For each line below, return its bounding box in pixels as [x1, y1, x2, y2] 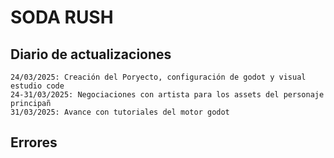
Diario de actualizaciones [10, 46, 172, 63]
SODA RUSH [10, 6, 114, 29]
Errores [10, 134, 58, 151]
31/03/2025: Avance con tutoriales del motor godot [10, 107, 230, 117]
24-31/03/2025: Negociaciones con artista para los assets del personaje [10, 90, 325, 100]
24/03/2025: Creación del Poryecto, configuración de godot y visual [10, 72, 307, 82]
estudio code [10, 81, 65, 91]
